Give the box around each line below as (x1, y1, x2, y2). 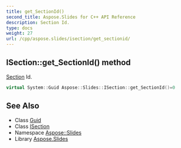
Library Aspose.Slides (14, 135, 68, 142)
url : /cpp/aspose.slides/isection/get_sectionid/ (6, 36, 131, 42)
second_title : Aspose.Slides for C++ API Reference (6, 14, 136, 20)
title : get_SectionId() (6, 8, 65, 15)
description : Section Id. (6, 19, 70, 25)
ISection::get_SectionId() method (6, 58, 131, 68)
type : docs (6, 25, 33, 31)
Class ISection (14, 123, 50, 130)
